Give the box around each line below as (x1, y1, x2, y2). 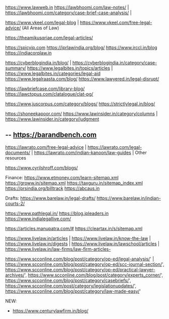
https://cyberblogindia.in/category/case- (72, 60, 157, 65)
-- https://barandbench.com (5, 131, 97, 139)
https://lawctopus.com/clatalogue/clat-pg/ (5, 91, 93, 97)
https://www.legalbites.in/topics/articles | (27, 65, 113, 71)
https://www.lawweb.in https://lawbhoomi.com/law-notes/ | (5, 5, 129, 10)
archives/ (5, 272, 25, 278)
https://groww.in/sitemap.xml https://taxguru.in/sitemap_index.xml (5, 180, 143, 186)
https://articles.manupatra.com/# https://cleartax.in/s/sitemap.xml (5, 225, 143, 231)
